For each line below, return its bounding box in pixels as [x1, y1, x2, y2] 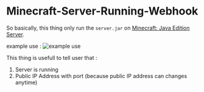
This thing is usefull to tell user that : [6, 54, 97, 61]
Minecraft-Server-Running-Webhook [6, 4, 199, 18]
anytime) [15, 79, 38, 86]
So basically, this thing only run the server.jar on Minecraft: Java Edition [6, 24, 190, 31]
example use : [6, 42, 41, 50]
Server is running [15, 65, 59, 73]
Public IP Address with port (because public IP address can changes [15, 72, 188, 79]
